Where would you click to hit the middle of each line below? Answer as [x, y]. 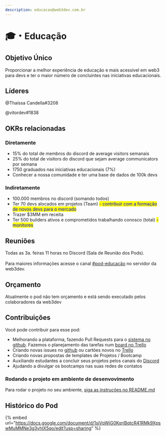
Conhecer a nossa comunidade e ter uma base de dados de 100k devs [85, 175]
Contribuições [28, 318]
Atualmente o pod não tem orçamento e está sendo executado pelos [76, 297]
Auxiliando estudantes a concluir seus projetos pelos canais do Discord [86, 360]
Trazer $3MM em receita [38, 214]
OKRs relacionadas [35, 128]
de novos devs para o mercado [44, 209]
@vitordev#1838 [22, 112]
